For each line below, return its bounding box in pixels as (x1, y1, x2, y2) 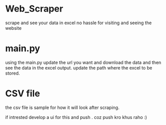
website (5, 25, 22, 31)
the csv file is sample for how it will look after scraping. (5, 104, 120, 110)
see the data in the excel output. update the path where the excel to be (5, 65, 152, 71)
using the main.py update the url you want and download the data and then (5, 59, 161, 66)
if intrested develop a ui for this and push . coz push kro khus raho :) (5, 114, 147, 120)
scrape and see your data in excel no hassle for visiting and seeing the (5, 20, 152, 26)
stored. (5, 70, 20, 76)
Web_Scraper (5, 3, 64, 15)
